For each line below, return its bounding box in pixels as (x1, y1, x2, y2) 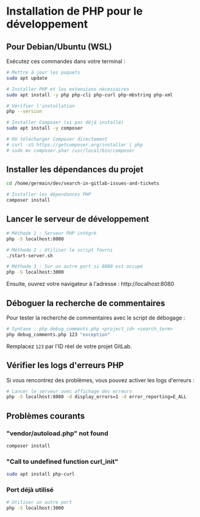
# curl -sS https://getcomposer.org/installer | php (6, 141, 143, 148)
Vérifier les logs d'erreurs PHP (6, 360, 124, 371)
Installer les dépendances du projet (6, 165, 144, 175)
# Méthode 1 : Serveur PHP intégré (6, 230, 97, 236)
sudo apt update (6, 75, 48, 81)
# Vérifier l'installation (6, 102, 75, 109)
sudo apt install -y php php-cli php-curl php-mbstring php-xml (6, 91, 173, 98)
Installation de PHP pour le (6, 4, 143, 18)
